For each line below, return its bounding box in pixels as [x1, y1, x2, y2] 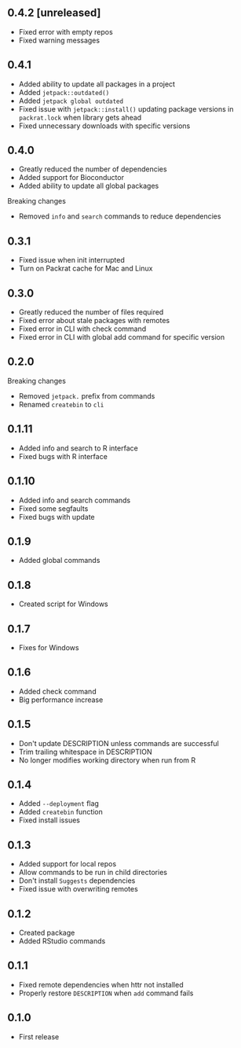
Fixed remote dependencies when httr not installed [18, 980, 184, 989]
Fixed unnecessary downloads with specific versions [18, 121, 191, 131]
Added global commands [18, 556, 100, 565]
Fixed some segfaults [18, 503, 89, 513]
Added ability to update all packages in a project [18, 79, 176, 89]
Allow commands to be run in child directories [18, 868, 168, 877]
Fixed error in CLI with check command [18, 324, 147, 333]
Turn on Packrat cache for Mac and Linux [18, 263, 153, 274]
